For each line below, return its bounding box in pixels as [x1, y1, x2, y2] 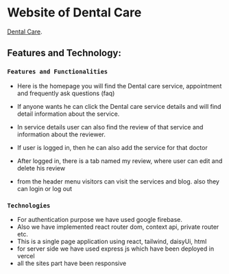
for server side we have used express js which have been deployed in [16, 245, 215, 253]
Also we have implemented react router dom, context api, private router [16, 223, 219, 231]
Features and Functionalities [7, 68, 108, 76]
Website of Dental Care [7, 5, 142, 21]
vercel [16, 251, 36, 260]
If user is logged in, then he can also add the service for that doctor [16, 143, 208, 151]
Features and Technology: [7, 47, 121, 59]
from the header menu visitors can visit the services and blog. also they [16, 177, 219, 186]
